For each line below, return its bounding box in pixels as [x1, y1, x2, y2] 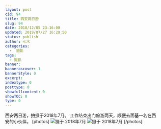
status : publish [5, 35, 38, 40]
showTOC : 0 [5, 94, 27, 99]
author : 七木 [5, 39, 30, 44]
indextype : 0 [5, 80, 32, 85]
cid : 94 [5, 12, 21, 17]
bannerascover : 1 [5, 67, 41, 72]
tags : [5, 52, 16, 58]
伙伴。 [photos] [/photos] [18, 119, 143, 125]
